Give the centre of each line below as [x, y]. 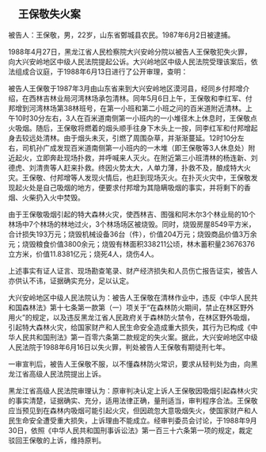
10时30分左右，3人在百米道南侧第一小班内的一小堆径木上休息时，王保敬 [133, 118]
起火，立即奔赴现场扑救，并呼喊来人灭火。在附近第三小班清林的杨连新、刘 [136, 158]
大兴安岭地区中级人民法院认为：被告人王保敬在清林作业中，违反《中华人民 [129, 297]
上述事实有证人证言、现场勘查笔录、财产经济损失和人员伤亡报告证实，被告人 [133, 270]
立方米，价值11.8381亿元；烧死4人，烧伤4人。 [83, 254]
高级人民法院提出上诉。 [67, 373]
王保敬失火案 [49, 14]
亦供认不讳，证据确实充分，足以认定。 [70, 281]
